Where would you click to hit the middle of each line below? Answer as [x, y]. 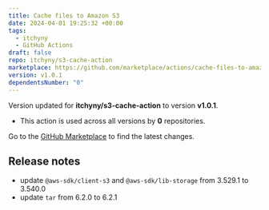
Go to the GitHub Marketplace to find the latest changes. [101, 136]
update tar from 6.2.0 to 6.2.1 [68, 197]
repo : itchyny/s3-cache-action [60, 61]
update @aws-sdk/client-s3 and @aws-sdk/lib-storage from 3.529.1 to [134, 180]
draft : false [30, 53]
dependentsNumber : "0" [46, 82]
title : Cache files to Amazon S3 [64, 16]
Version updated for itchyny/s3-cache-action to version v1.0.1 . [113, 105]
